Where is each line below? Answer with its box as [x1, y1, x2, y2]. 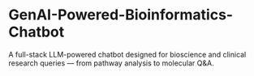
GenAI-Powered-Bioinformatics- [8, 6, 234, 24]
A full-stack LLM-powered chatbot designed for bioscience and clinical [8, 49, 247, 59]
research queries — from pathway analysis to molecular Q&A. [8, 58, 214, 68]
